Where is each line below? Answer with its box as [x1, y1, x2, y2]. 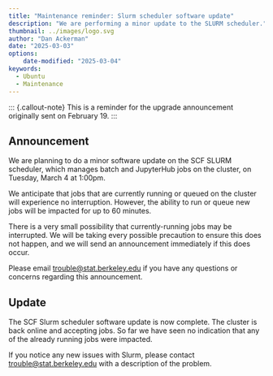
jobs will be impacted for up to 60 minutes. [8, 206, 152, 216]
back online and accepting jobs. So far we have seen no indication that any [8, 326, 260, 335]
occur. [8, 248, 30, 257]
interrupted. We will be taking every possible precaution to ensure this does [8, 231, 262, 240]
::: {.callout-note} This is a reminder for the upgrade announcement [8, 102, 234, 112]
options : [8, 50, 38, 58]
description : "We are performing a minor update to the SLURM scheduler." [8, 19, 267, 28]
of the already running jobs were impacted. [8, 335, 153, 344]
